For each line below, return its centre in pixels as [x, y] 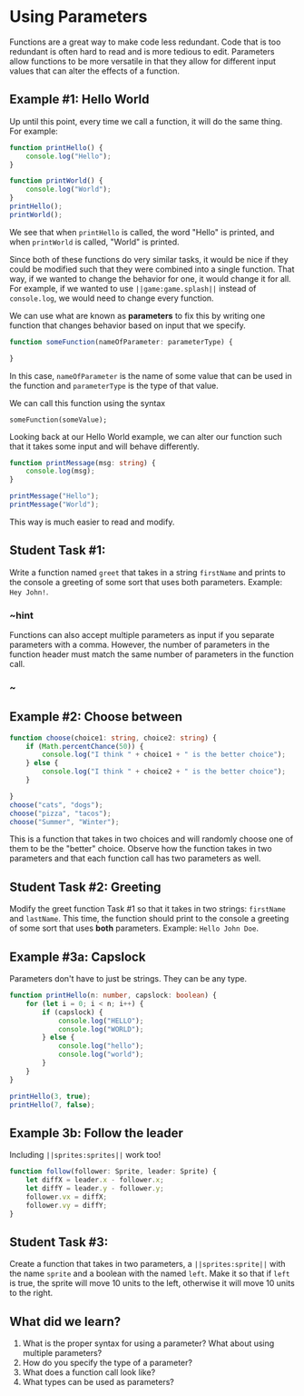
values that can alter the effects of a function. [94, 71]
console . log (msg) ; [60, 471]
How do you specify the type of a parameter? [108, 1363]
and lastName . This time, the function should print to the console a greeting [149, 919]
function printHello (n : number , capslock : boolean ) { [113, 996]
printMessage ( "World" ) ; [54, 504]
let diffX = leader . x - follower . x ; [95, 1180]
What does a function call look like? [89, 1372]
